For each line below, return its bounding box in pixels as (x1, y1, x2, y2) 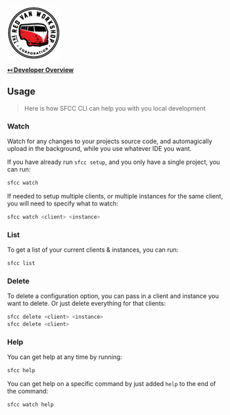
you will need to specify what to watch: (7, 199, 119, 207)
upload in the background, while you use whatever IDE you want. (7, 145, 192, 153)
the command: (7, 387, 48, 396)
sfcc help (7, 367, 36, 374)
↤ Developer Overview (7, 66, 74, 74)
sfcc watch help (7, 401, 54, 408)
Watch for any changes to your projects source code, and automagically (7, 137, 213, 145)
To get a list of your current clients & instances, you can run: (7, 246, 179, 254)
